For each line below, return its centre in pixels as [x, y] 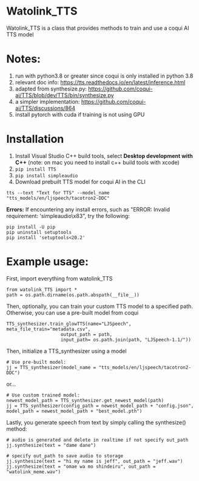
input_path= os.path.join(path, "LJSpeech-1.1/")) [126, 339]
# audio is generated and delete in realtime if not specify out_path [97, 440]
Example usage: [48, 262]
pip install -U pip [31, 227]
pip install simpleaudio [46, 176]
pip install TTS [35, 169]
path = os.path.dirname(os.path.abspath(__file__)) [73, 295]
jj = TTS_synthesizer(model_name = [51, 367]
